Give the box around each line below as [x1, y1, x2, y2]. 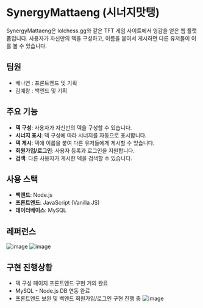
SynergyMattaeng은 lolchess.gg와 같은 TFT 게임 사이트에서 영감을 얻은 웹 [6, 27, 186, 34]
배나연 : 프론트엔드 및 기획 [15, 79, 77, 86]
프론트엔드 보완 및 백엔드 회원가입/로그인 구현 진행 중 [15, 295, 141, 302]
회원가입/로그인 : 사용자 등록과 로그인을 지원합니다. [15, 147, 135, 154]
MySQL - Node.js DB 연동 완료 [15, 287, 90, 294]
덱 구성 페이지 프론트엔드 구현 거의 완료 [15, 279, 109, 287]
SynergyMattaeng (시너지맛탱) [6, 5, 160, 20]
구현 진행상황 [6, 262, 53, 273]
